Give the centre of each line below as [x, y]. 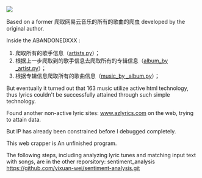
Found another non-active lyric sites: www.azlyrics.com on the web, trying [100, 113]
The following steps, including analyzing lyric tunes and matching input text [101, 155]
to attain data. [24, 120]
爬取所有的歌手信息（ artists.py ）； [58, 53]
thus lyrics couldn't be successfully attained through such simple [88, 95]
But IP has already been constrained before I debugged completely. [91, 131]
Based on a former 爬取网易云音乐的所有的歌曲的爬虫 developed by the [96, 22]
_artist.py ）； [31, 68]
